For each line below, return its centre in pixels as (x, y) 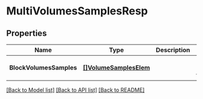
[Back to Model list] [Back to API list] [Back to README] (76, 90)
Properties (27, 33)
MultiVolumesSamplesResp (77, 11)
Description (173, 50)
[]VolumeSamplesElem (116, 67)
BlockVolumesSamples (43, 67)
